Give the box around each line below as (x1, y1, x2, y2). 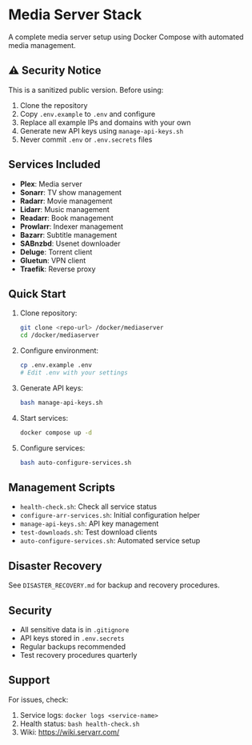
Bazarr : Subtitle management (19, 230, 118, 239)
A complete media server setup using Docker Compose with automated (8, 32, 244, 42)
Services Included (8, 158, 102, 171)
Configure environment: (19, 346, 98, 355)
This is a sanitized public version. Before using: (8, 85, 164, 94)
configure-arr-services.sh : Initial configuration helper (19, 511, 200, 520)
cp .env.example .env (19, 362, 92, 370)
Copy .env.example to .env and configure (19, 109, 156, 118)
